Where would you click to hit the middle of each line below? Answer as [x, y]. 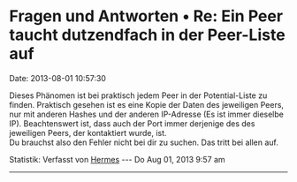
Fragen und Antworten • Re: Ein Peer [146, 16]
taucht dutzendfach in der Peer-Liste [147, 35]
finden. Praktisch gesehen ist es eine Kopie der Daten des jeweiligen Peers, [147, 104]
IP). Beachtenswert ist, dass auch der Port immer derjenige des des [132, 123]
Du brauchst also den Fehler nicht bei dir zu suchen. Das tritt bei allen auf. [144, 142]
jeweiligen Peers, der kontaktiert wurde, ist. [88, 133]
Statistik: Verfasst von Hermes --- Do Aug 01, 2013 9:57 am [117, 159]
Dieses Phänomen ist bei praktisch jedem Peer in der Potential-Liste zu [138, 95]
